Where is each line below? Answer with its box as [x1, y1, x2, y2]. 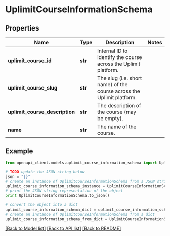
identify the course [97, 54, 142, 61]
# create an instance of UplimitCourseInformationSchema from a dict [5, 212, 155, 217]
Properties [5, 24, 39, 33]
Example [5, 146, 33, 156]
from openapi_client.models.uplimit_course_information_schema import [5, 160, 157, 165]
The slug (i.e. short [97, 75, 142, 82]
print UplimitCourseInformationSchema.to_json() [5, 193, 110, 198]
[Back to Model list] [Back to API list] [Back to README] [5, 225, 121, 232]
